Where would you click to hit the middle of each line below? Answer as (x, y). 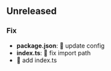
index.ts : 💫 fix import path (53, 53)
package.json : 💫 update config (60, 45)
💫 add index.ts (37, 60)
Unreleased (32, 11)
